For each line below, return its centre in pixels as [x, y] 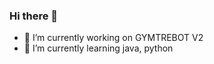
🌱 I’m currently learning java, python [98, 48]
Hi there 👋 [34, 16]
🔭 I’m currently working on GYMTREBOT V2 [113, 38]
